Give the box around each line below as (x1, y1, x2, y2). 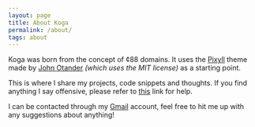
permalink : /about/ (8, 26, 73, 34)
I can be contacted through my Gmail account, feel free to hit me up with (8, 102, 245, 111)
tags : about (8, 33, 47, 42)
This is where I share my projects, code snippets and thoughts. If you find (8, 78, 247, 88)
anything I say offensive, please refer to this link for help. (8, 87, 193, 96)
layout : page (8, 11, 51, 20)
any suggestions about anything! (8, 111, 114, 120)
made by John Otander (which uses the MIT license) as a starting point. (8, 63, 241, 73)
